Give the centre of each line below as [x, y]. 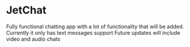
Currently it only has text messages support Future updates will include [93, 32]
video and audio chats [33, 39]
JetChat [26, 10]
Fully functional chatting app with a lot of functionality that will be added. [95, 26]
